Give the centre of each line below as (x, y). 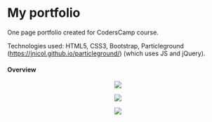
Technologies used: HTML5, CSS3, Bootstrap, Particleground (96, 46)
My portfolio (44, 13)
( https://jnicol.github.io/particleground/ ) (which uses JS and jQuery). (106, 53)
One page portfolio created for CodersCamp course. (83, 32)
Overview (22, 69)
